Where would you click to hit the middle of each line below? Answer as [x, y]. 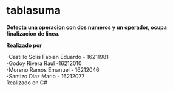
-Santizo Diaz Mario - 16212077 [46, 76]
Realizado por [24, 45]
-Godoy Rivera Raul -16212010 [44, 63]
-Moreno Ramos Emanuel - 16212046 [53, 69]
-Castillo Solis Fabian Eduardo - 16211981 [58, 57]
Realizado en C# [27, 83]
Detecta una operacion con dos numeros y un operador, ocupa [86, 27]
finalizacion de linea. [33, 33]
